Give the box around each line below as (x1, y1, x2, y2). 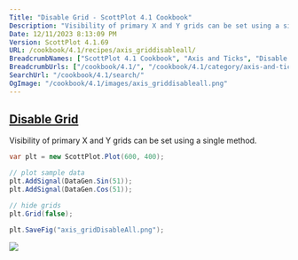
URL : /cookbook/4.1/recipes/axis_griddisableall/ (9, 46, 197, 55)
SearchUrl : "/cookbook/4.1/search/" (9, 71, 145, 80)
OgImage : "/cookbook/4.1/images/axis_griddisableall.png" (9, 79, 228, 88)
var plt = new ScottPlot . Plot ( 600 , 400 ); (9, 153, 165, 162)
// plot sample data (9, 169, 86, 177)
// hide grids (9, 201, 62, 209)
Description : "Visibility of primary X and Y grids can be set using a (9, 21, 279, 30)
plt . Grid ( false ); (9, 209, 74, 218)
